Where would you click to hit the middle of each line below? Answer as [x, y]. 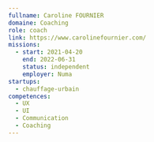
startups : [24, 81]
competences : [30, 96]
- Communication [42, 118]
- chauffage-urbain [47, 89]
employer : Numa [47, 74]
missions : [24, 45]
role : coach [28, 30]
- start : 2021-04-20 [49, 52]
